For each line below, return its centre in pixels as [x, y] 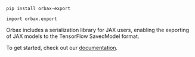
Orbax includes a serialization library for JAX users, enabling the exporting [98, 30]
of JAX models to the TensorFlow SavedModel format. [73, 36]
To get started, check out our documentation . [62, 48]
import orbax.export [32, 19]
